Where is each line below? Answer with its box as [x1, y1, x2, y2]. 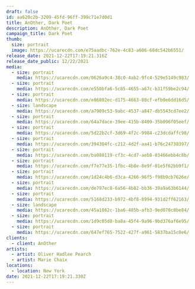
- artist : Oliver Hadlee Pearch [11, 252, 92, 258]
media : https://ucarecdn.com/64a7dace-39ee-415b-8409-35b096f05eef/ [17, 119, 190, 125]
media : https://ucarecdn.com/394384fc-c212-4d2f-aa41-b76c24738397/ [17, 141, 190, 147]
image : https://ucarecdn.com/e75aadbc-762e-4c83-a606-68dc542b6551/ [11, 47, 184, 53]
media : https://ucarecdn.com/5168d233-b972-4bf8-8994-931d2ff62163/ [17, 196, 190, 202]
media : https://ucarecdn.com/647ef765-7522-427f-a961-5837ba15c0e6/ [17, 229, 190, 235]
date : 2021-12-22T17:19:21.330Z [6, 274, 86, 280]
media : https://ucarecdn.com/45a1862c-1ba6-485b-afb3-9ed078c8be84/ [17, 207, 190, 214]
